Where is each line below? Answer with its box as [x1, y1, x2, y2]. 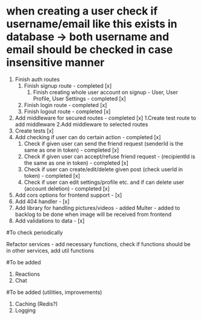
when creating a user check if [6, 4, 158, 18]
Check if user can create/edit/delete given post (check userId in [24, 165, 183, 173]
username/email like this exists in [6, 17, 178, 31]
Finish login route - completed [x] [24, 101, 107, 108]
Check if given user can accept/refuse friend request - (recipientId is [24, 152, 196, 160]
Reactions [14, 270, 40, 278]
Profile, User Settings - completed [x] [33, 95, 127, 102]
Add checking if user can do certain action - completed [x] [14, 133, 161, 140]
